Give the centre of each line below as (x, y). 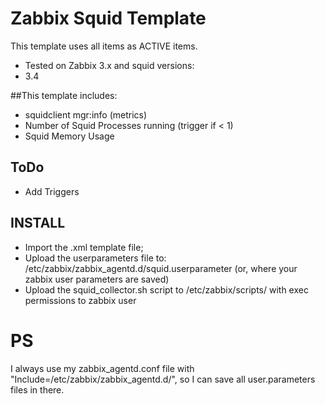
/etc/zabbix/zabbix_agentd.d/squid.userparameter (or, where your (161, 268)
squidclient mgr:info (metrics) (86, 114)
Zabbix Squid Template (108, 18)
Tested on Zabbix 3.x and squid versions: (109, 65)
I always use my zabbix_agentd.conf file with (102, 368)
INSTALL (38, 223)
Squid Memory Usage (69, 136)
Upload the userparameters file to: (95, 258)
